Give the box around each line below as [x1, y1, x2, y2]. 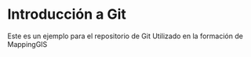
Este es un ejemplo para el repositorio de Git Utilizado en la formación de [7, 31, 244, 41]
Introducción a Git [7, 5, 127, 23]
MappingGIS [7, 39, 48, 48]
